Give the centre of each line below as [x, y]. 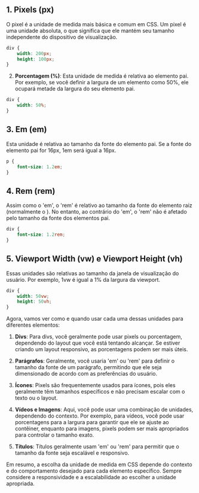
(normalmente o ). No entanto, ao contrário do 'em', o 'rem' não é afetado [97, 212]
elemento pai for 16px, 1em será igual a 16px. [61, 150]
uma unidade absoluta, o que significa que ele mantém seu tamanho [90, 31]
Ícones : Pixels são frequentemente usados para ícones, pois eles [95, 385]
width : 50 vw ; [33, 296]
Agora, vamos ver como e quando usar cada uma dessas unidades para [95, 319]
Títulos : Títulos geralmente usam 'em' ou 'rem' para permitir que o [97, 447]
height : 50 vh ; [34, 302]
